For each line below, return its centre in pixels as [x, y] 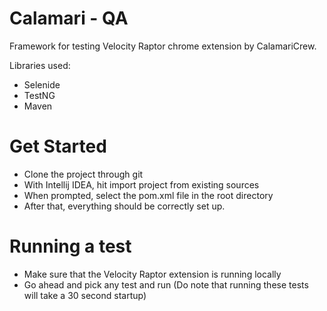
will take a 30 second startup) [85, 295]
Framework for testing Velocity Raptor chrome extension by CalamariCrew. [163, 46]
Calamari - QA [69, 18]
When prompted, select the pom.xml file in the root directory [148, 195]
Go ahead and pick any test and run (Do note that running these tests [166, 284]
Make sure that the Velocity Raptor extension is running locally [152, 274]
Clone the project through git [83, 174]
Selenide [42, 84]
